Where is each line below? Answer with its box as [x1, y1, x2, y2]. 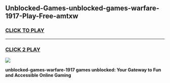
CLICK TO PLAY [5, 27, 45, 34]
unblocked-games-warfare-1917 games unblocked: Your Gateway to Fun [5, 66, 161, 72]
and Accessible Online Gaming [5, 72, 71, 78]
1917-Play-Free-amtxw [5, 12, 78, 21]
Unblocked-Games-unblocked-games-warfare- [5, 4, 159, 13]
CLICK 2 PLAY [5, 46, 40, 53]
